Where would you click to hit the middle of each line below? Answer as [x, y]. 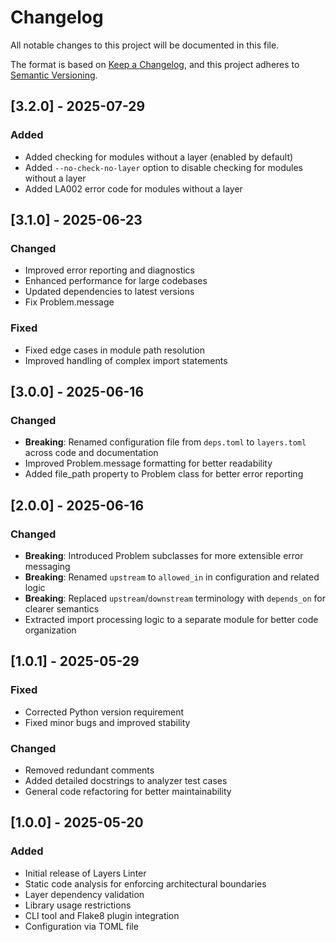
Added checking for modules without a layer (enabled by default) [159, 157]
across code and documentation [91, 453]
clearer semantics [62, 608]
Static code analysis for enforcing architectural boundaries [145, 883]
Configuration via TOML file [81, 926]
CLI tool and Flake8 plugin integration [102, 915]
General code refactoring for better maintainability [128, 791]
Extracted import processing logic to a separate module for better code [171, 619]
